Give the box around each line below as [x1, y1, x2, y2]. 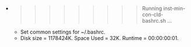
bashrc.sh [142, 17, 166, 24]
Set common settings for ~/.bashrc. [20, 28, 106, 35]
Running [142, 5, 162, 12]
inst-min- [162, 5, 186, 12]
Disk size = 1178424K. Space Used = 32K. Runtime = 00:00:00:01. [20, 35, 179, 41]
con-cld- [142, 11, 164, 18]
